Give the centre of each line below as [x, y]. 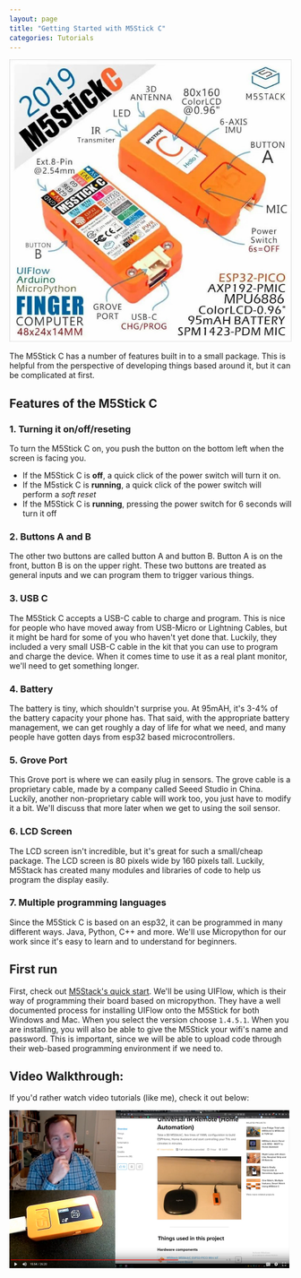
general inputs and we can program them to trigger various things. [132, 575]
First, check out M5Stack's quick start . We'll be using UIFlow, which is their [148, 991]
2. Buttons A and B [50, 536]
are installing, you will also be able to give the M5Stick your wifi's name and [149, 1029]
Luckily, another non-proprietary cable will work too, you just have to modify [150, 799]
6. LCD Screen [41, 832]
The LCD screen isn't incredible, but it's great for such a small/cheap [136, 851]
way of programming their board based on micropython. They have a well [145, 1000]
